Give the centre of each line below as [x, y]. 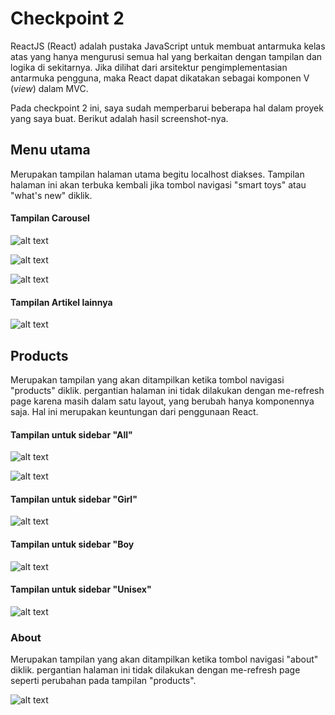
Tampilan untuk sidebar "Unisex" [81, 589]
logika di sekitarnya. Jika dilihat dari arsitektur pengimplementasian [149, 67]
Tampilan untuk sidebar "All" [71, 434]
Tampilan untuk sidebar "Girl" [74, 499]
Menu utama [50, 150]
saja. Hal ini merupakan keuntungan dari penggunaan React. [134, 411]
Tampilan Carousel [50, 218]
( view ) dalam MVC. [49, 88]
